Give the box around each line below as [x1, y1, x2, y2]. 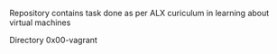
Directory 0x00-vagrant [9, 35, 97, 45]
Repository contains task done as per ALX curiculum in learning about [9, 8, 270, 18]
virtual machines [9, 17, 71, 28]
